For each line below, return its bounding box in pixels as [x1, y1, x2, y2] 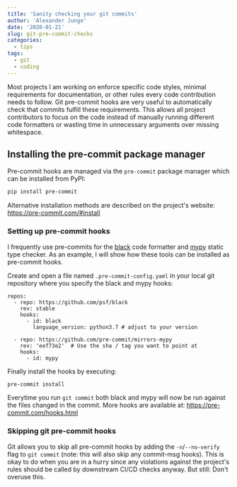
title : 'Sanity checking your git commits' [7, 10, 138, 18]
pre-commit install [7, 381, 65, 388]
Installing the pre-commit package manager [7, 148, 205, 160]
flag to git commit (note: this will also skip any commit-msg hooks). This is [7, 449, 224, 458]
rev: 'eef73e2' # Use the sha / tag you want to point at [20, 342, 198, 349]
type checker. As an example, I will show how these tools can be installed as [7, 250, 230, 259]
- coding [13, 63, 40, 70]
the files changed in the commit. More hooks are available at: [7, 401, 185, 410]
